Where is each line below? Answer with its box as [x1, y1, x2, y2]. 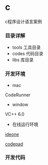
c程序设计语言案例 [5, 18, 42, 24]
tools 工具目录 [12, 44, 41, 51]
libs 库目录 [12, 57, 34, 63]
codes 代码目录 [12, 51, 44, 57]
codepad [5, 141, 24, 147]
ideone [5, 131, 19, 137]
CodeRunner [5, 91, 31, 98]
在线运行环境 [12, 121, 38, 127]
